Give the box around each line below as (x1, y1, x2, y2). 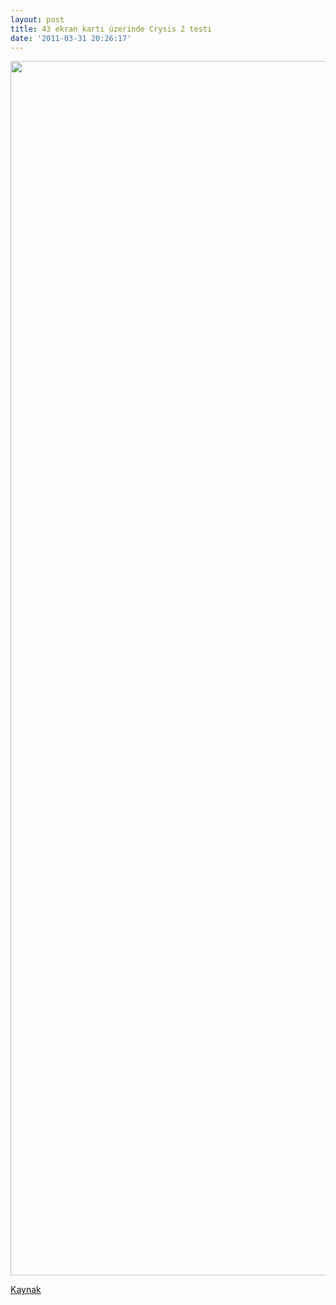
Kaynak (10, 1284, 42, 1296)
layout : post (10, 14, 65, 25)
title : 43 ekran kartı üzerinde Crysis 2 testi (10, 24, 213, 34)
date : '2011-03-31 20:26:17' (10, 33, 132, 43)
